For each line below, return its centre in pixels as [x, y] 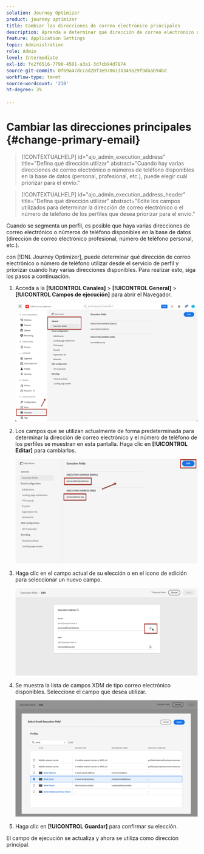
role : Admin [21, 52]
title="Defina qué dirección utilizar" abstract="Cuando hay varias [102, 163]
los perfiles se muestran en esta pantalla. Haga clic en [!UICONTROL [101, 443]
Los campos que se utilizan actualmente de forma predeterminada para [104, 431]
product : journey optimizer [42, 19]
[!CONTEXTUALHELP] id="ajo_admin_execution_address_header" [104, 194]
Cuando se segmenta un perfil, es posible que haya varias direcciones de [98, 226]
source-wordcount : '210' [38, 83]
